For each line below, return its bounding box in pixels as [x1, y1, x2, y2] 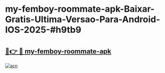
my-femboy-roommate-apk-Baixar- [5, 3, 155, 15]
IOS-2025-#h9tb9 [5, 24, 82, 35]
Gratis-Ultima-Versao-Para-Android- [5, 14, 161, 25]
